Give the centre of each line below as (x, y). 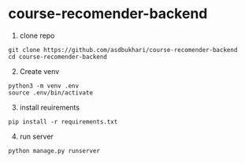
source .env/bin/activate (50, 93)
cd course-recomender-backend (58, 57)
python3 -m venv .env (44, 86)
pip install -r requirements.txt (63, 122)
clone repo (37, 35)
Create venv (39, 71)
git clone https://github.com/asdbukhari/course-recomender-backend (123, 50)
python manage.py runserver (54, 150)
